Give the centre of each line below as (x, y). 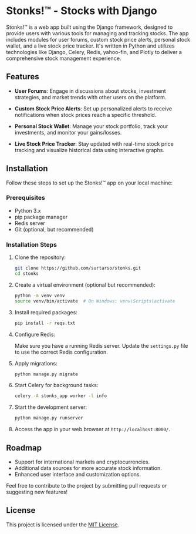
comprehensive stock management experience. (64, 58)
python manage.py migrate (46, 374)
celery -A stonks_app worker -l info (61, 396)
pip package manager (41, 217)
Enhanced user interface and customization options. (78, 474)
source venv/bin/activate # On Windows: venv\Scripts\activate (95, 301)
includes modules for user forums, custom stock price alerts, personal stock (98, 39)
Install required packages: (46, 312)
